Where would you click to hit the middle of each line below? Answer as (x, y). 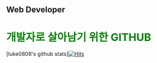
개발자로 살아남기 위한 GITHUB (79, 37)
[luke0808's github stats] (38, 54)
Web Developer (36, 10)
